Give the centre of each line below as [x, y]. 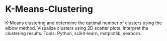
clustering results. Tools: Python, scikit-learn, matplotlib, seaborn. [73, 33]
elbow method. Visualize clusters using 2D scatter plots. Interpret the [77, 28]
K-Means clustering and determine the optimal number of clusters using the [84, 23]
